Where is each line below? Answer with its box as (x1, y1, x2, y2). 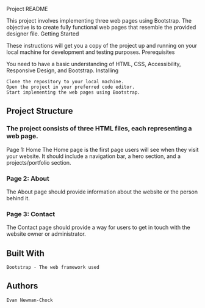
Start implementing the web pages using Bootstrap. (6, 89, 140, 96)
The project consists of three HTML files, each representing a (6, 124, 192, 133)
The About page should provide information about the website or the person (6, 188, 198, 195)
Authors (6, 281, 38, 291)
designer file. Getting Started (6, 30, 79, 37)
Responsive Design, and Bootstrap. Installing (6, 67, 119, 74)
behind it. (6, 194, 31, 201)
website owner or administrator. (6, 230, 87, 238)
